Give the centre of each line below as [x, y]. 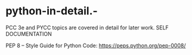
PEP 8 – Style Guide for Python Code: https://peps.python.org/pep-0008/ [96, 45]
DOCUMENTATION [29, 33]
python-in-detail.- [52, 11]
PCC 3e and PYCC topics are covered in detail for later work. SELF [87, 27]
